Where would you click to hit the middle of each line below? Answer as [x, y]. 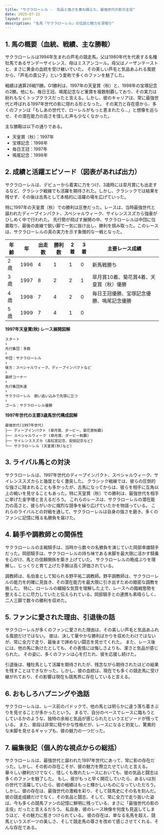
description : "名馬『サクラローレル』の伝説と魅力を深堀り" [60, 23]
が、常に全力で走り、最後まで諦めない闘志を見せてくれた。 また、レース [78, 642]
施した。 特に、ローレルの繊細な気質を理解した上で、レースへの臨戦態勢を [80, 588]
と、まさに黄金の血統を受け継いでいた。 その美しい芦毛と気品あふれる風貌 [80, 69]
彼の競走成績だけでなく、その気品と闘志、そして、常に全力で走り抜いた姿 [80, 797]
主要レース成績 [124, 249]
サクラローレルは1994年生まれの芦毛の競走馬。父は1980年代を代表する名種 [81, 57]
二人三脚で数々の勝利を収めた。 [37, 600]
